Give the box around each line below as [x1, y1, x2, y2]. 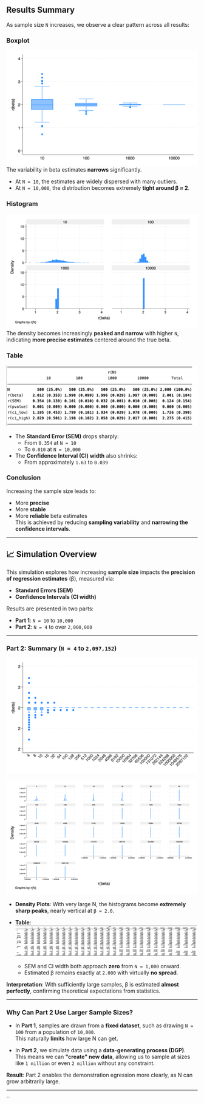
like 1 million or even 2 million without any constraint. [15, 1060, 155, 1067]
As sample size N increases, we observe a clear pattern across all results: [6, 21, 189, 28]
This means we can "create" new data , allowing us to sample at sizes [15, 1053, 191, 1061]
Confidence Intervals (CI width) [15, 593, 97, 600]
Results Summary [6, 5, 75, 15]
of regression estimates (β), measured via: [6, 575, 115, 582]
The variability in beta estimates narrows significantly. [6, 166, 142, 173]
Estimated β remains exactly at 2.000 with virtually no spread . [24, 969, 178, 976]
